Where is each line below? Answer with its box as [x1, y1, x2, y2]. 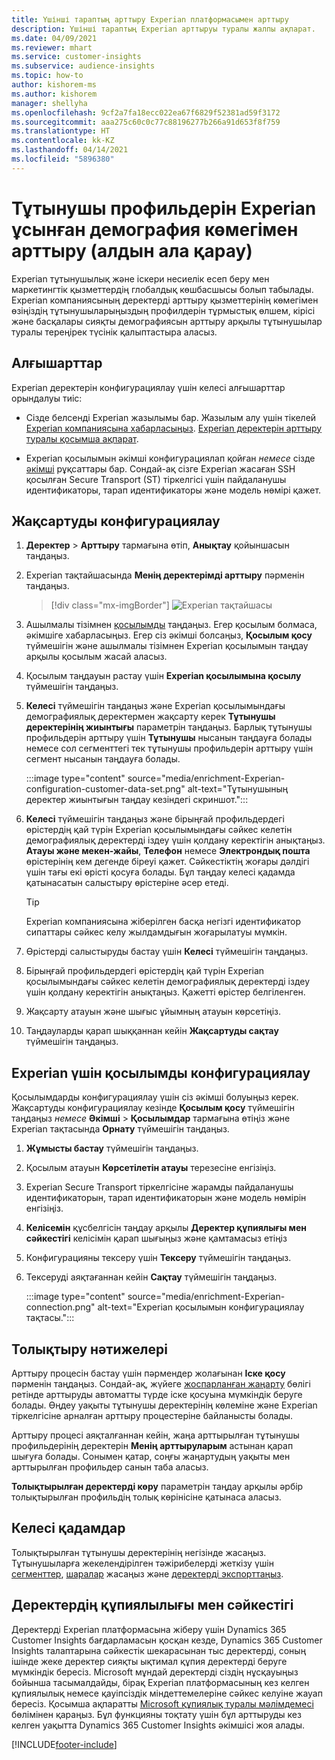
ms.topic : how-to [11, 71, 84, 81]
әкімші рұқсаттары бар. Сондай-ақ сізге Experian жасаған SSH [25, 462, 296, 475]
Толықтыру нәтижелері [11, 1341, 168, 1358]
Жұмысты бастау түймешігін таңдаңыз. [25, 1142, 199, 1155]
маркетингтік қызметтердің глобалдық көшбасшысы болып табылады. [11, 283, 314, 295]
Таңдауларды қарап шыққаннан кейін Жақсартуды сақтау [25, 1025, 279, 1037]
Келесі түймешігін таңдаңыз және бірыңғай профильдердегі [25, 813, 285, 825]
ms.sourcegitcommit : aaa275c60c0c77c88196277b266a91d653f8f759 [11, 117, 281, 127]
